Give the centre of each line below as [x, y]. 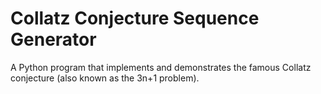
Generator [53, 39]
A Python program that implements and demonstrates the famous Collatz [161, 67]
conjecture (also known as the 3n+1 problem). [105, 78]
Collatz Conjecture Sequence [135, 18]
